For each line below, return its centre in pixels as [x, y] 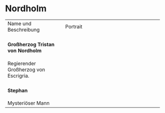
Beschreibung [24, 29]
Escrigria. [18, 76]
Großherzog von [26, 69]
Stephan [18, 90]
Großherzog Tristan [31, 45]
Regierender [22, 63]
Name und [20, 24]
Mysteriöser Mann [29, 103]
